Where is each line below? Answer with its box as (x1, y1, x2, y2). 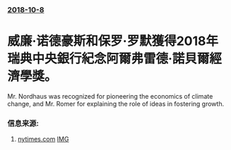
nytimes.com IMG (17, 135, 69, 144)
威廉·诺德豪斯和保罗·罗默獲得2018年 (7, 33, 219, 49)
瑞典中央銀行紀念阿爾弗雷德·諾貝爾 (7, 51, 210, 67)
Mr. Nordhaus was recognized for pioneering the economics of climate (7, 92, 213, 100)
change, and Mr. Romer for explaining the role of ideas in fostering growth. (7, 99, 225, 108)
